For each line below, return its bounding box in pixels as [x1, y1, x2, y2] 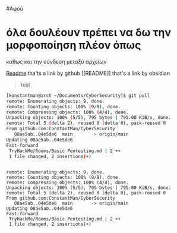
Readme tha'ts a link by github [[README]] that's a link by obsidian [6, 70, 170, 77]
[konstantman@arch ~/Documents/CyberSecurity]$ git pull [6, 92, 150, 99]
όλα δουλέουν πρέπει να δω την [6, 26, 172, 39]
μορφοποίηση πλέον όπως [6, 39, 141, 52]
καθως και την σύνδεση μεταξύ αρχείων [6, 58, 107, 65]
